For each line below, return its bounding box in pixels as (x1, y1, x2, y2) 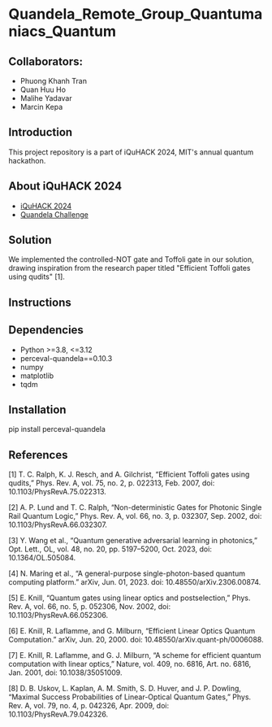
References (8, 448, 68, 462)
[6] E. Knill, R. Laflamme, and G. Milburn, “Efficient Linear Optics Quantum (8, 626, 256, 636)
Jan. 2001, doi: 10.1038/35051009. (8, 668, 123, 677)
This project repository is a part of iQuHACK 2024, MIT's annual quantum (8, 147, 254, 157)
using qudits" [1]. (8, 272, 65, 281)
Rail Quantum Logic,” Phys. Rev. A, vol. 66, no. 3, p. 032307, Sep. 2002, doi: (8, 512, 262, 521)
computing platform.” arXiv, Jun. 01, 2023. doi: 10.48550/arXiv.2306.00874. (8, 577, 261, 587)
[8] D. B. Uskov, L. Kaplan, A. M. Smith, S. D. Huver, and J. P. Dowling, (8, 684, 242, 694)
